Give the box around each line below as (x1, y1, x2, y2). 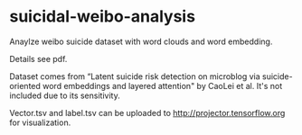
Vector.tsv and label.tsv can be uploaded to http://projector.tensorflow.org (9, 107, 286, 118)
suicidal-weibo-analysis (9, 6, 196, 27)
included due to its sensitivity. (9, 90, 120, 101)
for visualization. (9, 117, 71, 128)
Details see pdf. (9, 53, 68, 64)
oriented (9, 80, 41, 91)
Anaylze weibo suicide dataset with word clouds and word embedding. (9, 36, 273, 47)
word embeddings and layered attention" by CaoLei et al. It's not (42, 80, 283, 91)
